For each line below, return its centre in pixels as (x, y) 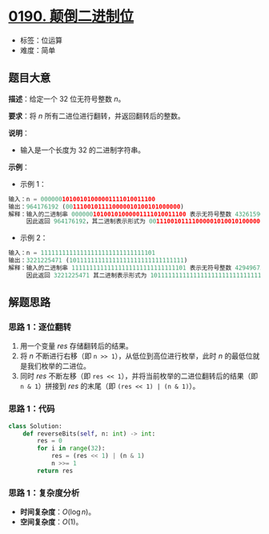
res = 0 (50, 441)
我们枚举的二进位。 (58, 366)
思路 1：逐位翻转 (40, 327)
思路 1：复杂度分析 (44, 492)
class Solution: (35, 426)
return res (55, 471)
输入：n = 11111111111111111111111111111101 (82, 253)
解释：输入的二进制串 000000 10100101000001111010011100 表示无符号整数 (120, 214)
